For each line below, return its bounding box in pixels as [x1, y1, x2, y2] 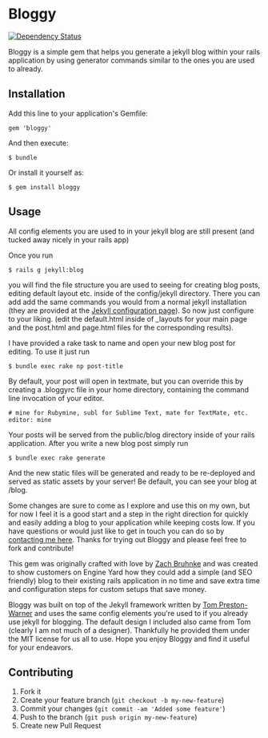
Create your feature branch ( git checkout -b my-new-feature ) [19, 695, 225, 705]
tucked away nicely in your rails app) [8, 234, 130, 245]
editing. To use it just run [8, 347, 90, 356]
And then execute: [8, 138, 69, 148]
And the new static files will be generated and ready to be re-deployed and [8, 468, 256, 477]
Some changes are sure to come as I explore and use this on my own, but [8, 501, 250, 510]
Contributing [8, 665, 74, 679]
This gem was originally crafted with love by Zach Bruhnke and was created [8, 558, 258, 568]
